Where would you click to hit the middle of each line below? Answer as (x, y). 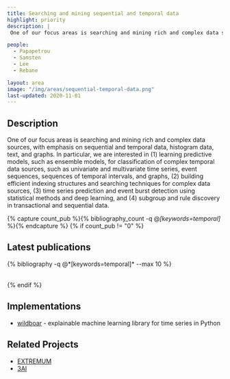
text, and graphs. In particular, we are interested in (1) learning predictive (110, 154)
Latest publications (49, 247)
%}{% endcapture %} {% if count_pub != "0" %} (76, 226)
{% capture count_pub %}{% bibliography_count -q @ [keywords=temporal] (114, 219)
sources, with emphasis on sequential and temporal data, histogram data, (111, 147)
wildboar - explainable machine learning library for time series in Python (119, 323)
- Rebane (26, 70)
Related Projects (43, 344)
